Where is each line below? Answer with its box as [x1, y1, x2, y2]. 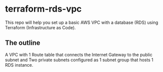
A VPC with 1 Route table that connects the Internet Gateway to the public [5, 52, 152, 57]
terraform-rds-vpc [5, 3, 82, 15]
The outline [5, 39, 40, 47]
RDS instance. [5, 62, 34, 68]
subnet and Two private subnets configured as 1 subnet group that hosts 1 [5, 57, 153, 63]
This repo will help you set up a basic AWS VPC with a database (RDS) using [5, 19, 159, 25]
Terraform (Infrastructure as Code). [5, 24, 76, 30]
